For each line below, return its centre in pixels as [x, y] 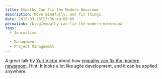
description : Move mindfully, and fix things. [54, 14]
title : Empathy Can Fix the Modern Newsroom [52, 10]
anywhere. [16, 71]
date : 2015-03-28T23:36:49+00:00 [40, 19]
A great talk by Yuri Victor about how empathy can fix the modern [72, 61]
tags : [11, 28]
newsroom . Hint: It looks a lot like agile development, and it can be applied [81, 66]
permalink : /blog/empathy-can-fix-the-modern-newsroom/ [64, 24]
